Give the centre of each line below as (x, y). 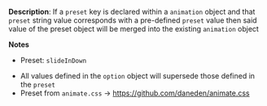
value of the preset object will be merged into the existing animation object (133, 29)
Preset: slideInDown (53, 60)
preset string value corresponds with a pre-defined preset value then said (133, 20)
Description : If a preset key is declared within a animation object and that (132, 12)
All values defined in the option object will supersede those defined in (137, 76)
